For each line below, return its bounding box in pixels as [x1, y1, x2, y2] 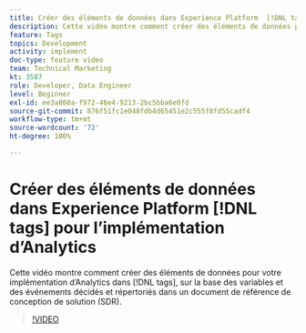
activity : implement [9, 47, 88, 56]
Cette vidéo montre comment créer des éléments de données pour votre [9, 267, 282, 277]
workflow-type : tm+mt [9, 115, 92, 124]
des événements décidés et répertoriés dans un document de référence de [9, 286, 291, 297]
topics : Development [9, 38, 88, 48]
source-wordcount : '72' [9, 124, 100, 133]
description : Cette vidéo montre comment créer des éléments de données [9, 22, 291, 31]
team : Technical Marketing [9, 65, 112, 74]
